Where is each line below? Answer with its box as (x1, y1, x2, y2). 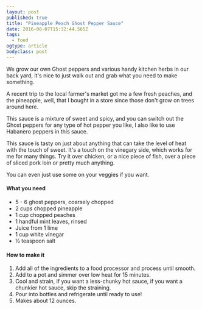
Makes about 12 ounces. (15, 297, 77, 305)
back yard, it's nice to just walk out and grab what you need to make (6, 71, 178, 79)
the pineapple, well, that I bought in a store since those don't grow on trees (6, 96, 195, 104)
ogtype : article (6, 43, 47, 49)
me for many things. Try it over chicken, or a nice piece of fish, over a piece (6, 152, 196, 160)
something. (6, 78, 35, 85)
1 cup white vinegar (15, 230, 64, 238)
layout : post (6, 9, 40, 15)
